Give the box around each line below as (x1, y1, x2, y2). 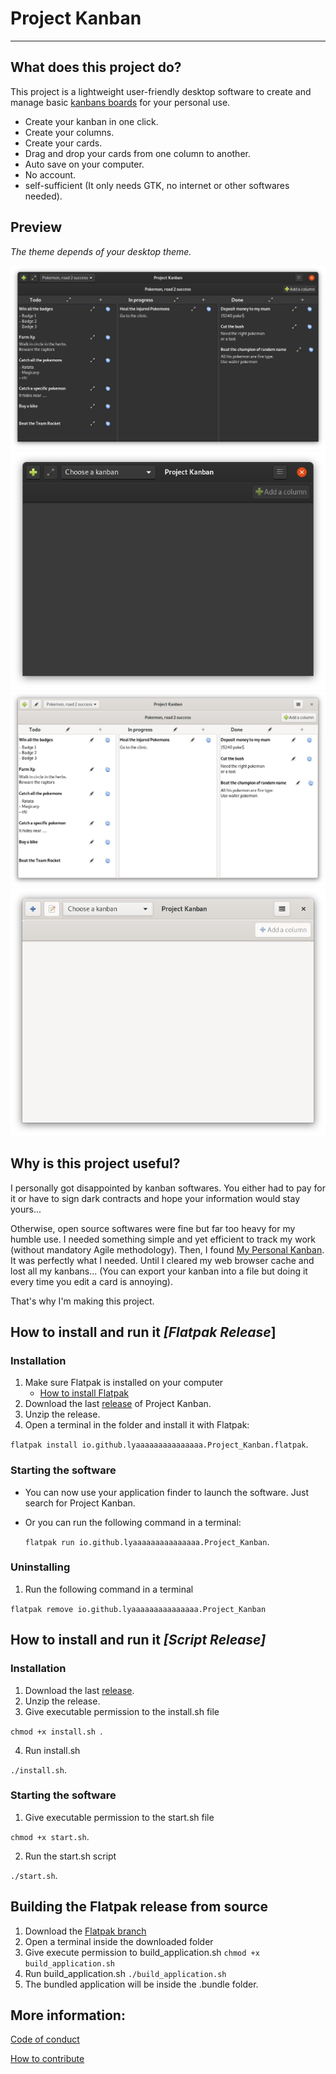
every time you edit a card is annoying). (10, 1275, 173, 1287)
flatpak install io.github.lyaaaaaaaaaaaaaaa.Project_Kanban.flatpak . (10, 1438, 309, 1451)
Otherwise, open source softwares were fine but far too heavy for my (10, 1222, 296, 1234)
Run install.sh (24, 1744, 81, 1756)
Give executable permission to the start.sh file (24, 1811, 215, 1823)
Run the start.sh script (24, 1850, 117, 1862)
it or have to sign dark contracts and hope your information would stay (10, 1192, 300, 1204)
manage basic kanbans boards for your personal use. (10, 96, 231, 108)
